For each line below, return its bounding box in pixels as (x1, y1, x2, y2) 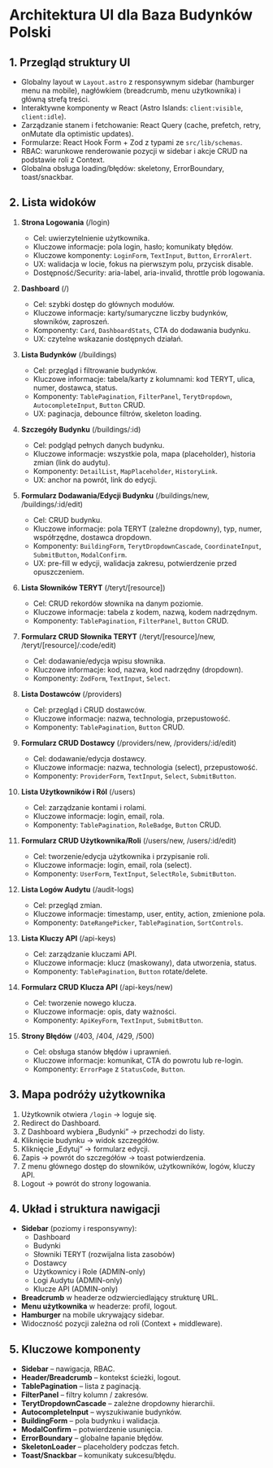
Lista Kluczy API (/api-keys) (20, 933, 116, 943)
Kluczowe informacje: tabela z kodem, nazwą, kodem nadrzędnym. (32, 607, 258, 616)
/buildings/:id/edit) (20, 499, 84, 509)
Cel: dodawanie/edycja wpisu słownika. (32, 655, 166, 665)
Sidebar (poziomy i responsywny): (20, 1224, 137, 1234)
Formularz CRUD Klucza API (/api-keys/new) (20, 982, 173, 992)
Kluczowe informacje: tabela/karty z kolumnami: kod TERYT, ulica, (32, 374, 255, 383)
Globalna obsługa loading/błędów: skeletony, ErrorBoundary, (20, 164, 225, 173)
